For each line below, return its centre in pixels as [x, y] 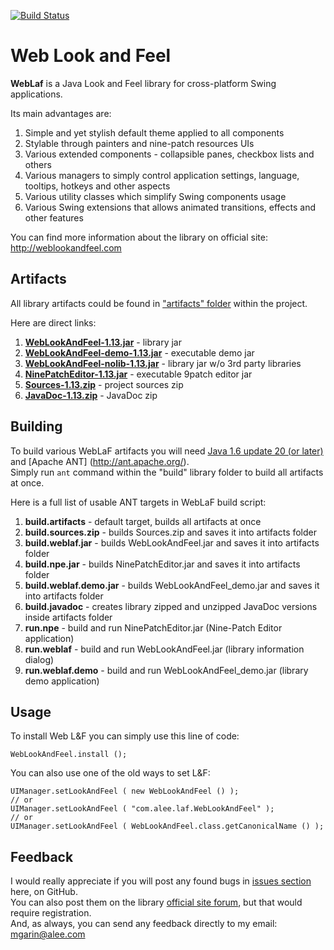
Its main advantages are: [61, 113]
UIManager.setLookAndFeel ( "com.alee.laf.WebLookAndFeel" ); [142, 809]
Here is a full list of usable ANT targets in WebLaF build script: [138, 502]
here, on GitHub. [44, 892]
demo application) [62, 681]
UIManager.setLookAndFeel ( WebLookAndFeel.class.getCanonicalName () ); [167, 826]
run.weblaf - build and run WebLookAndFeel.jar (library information [164, 649]
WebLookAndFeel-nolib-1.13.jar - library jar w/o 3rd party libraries [163, 363]
